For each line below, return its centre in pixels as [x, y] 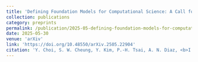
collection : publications [38, 17]
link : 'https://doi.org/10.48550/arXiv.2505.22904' [71, 45]
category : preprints [32, 22]
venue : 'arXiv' [25, 39]
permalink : [19, 28]
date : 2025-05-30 [27, 34]
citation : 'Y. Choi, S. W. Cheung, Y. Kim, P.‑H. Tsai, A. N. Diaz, [92, 50]
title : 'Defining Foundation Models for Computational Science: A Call [96, 12]
